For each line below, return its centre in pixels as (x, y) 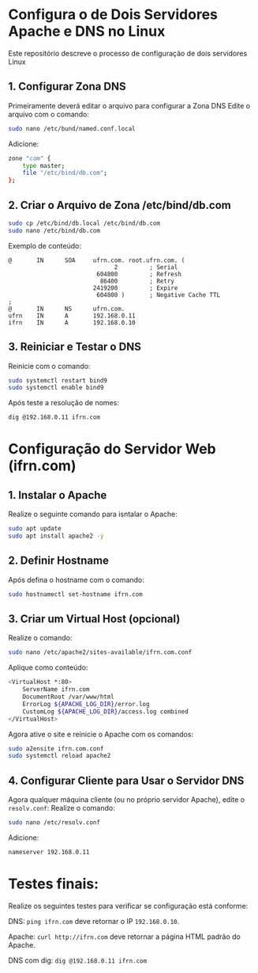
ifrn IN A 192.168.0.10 (72, 322)
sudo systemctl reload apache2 (60, 756)
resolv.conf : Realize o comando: (62, 808)
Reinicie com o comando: (49, 366)
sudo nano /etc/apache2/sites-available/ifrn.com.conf (100, 652)
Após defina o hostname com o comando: (76, 580)
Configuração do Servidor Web (112, 449)
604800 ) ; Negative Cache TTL (158, 295)
